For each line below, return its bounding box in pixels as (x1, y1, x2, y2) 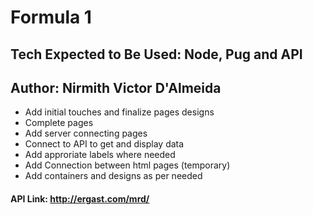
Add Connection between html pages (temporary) (24, 159, 231, 171)
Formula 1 (10, 6, 92, 29)
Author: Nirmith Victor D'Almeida (10, 79, 222, 96)
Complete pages (24, 117, 94, 129)
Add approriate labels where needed (24, 149, 176, 161)
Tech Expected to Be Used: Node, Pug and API (10, 46, 303, 63)
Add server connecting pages (24, 127, 148, 140)
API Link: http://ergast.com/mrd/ (10, 192, 150, 205)
